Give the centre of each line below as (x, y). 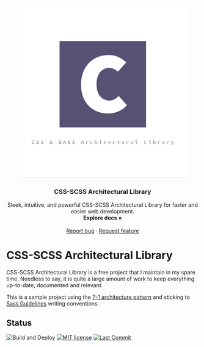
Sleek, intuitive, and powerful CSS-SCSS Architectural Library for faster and (103, 205)
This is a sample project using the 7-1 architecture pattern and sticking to (98, 297)
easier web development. (103, 212)
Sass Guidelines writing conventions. (53, 304)
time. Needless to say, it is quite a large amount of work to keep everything (100, 279)
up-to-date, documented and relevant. (55, 285)
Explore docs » (103, 218)
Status (19, 323)
